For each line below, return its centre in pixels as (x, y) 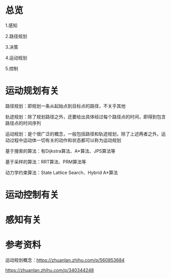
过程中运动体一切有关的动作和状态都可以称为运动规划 (65, 140)
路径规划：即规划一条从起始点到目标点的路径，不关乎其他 (65, 106)
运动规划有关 (32, 91)
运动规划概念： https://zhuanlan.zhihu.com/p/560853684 (65, 260)
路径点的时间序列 (23, 123)
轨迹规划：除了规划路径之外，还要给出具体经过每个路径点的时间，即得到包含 (85, 117)
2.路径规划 (16, 36)
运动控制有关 (32, 195)
